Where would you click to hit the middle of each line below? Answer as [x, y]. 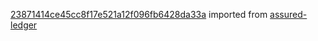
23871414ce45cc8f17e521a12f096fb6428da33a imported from [139, 14]
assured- [288, 14]
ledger [24, 25]
